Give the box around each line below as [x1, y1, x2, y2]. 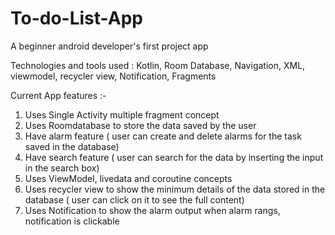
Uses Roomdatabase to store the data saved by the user [24, 119, 257, 131]
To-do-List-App [10, 7, 143, 30]
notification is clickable [24, 215, 120, 227]
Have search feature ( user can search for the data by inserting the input [24, 151, 324, 163]
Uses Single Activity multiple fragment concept [24, 108, 220, 121]
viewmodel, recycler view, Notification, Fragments [10, 70, 217, 82]
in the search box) [24, 162, 100, 174]
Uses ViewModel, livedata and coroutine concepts [24, 172, 233, 184]
